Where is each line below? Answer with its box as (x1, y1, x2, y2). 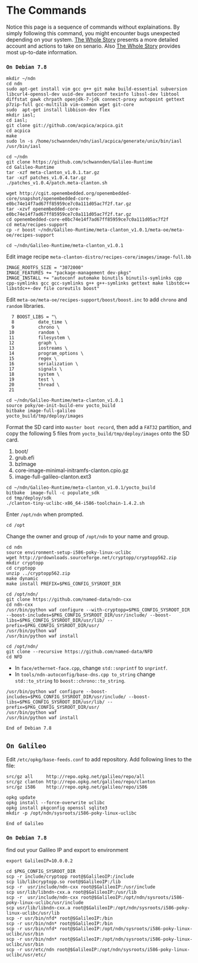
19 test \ (8, 376, 55, 382)
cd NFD (6, 654, 23, 660)
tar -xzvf (6, 206, 31, 212)
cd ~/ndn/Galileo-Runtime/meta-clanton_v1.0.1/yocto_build (6, 484, 156, 491)
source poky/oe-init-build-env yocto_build (6, 403, 116, 409)
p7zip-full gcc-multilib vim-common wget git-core (6, 102, 134, 108)
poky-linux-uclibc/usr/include (6, 900, 84, 906)
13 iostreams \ (8, 345, 68, 351)
